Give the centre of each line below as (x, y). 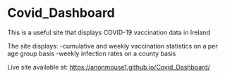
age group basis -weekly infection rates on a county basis (92, 53)
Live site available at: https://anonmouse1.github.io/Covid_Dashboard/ (109, 67)
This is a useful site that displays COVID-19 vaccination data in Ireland (109, 32)
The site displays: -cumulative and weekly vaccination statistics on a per (112, 46)
